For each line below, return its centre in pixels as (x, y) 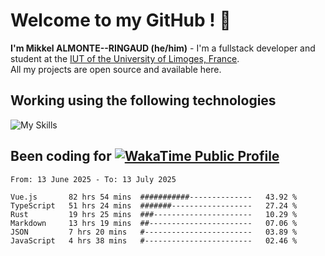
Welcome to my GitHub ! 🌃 (121, 20)
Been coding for (61, 156)
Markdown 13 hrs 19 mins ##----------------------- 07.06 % (154, 223)
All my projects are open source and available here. (116, 69)
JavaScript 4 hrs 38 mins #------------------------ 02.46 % (154, 240)
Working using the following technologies (143, 100)
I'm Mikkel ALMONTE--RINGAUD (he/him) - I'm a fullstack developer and (163, 48)
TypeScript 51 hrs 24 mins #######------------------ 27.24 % (154, 205)
